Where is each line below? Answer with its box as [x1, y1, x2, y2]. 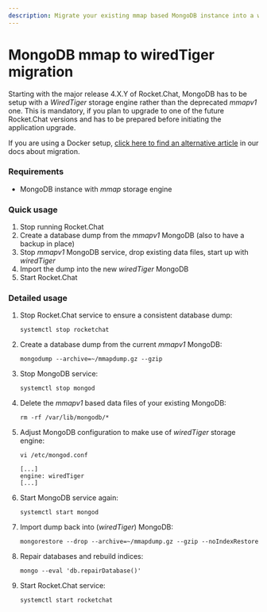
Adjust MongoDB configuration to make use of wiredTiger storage [19, 428, 236, 437]
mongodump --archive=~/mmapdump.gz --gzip [19, 355, 163, 364]
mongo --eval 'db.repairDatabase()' [19, 567, 141, 575]
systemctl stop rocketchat [19, 326, 110, 334]
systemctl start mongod [19, 509, 99, 517]
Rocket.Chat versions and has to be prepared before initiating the [8, 114, 222, 124]
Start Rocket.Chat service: [19, 581, 106, 591]
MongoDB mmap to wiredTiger [8, 45, 215, 64]
